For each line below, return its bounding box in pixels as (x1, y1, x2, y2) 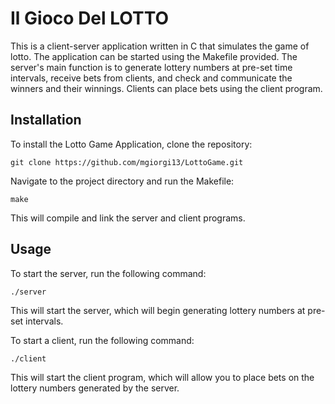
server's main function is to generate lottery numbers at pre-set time (10, 61, 293, 73)
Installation (10, 112, 82, 129)
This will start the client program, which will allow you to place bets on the (10, 371, 315, 383)
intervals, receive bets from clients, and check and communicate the (10, 72, 293, 84)
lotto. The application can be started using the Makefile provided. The (10, 50, 298, 62)
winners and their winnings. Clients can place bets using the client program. (10, 82, 323, 94)
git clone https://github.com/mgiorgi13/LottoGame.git (10, 157, 244, 167)
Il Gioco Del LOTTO (10, 7, 170, 30)
